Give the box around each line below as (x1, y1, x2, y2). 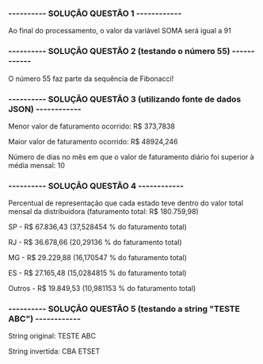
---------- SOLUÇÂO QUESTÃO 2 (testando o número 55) (8, 46, 231, 57)
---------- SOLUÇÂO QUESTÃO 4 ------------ (8, 180, 185, 191)
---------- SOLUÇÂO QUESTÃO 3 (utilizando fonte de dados (8, 94, 242, 105)
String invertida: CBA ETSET (8, 347, 101, 356)
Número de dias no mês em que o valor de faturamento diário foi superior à (8, 151, 255, 162)
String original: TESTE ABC (8, 331, 97, 341)
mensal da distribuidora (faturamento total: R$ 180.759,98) (8, 207, 200, 216)
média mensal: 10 (8, 160, 66, 170)
